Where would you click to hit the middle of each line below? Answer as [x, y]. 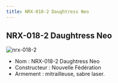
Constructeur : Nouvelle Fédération [58, 68]
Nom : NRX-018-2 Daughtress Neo [57, 61]
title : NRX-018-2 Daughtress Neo [48, 12]
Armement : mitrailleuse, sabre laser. [60, 74]
